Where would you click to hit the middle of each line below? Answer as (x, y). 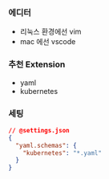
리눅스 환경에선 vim (50, 32)
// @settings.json (39, 130)
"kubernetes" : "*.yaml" (63, 153)
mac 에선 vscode (48, 42)
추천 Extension (37, 64)
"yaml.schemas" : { (46, 145)
